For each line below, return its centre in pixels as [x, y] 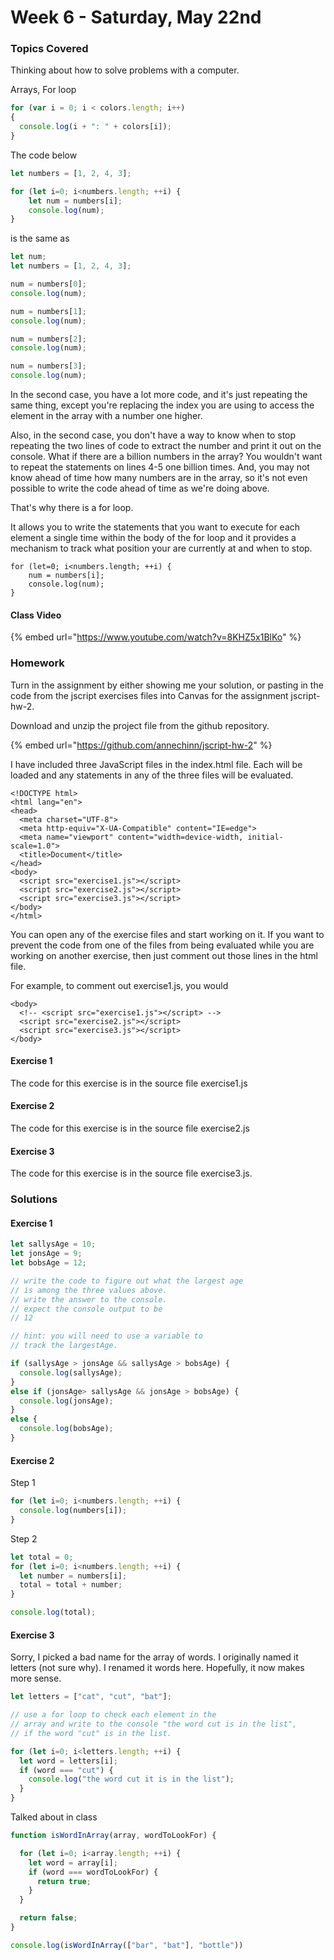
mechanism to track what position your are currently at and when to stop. [161, 548]
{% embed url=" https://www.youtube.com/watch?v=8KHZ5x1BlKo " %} [156, 637]
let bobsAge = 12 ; [48, 1263]
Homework [37, 663]
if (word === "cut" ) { [66, 1770]
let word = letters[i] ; [68, 1761]
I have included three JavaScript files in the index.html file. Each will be [156, 764]
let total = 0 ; [42, 1557]
